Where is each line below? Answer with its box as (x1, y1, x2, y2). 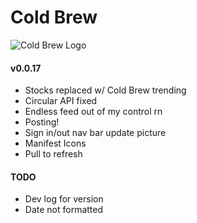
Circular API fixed (24, 95, 98, 107)
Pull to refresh (24, 148, 83, 160)
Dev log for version (24, 193, 104, 205)
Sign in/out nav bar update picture (24, 127, 167, 139)
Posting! (24, 116, 60, 128)
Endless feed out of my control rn (24, 106, 163, 118)
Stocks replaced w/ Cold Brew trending (24, 84, 187, 96)
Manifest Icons (24, 137, 87, 150)
